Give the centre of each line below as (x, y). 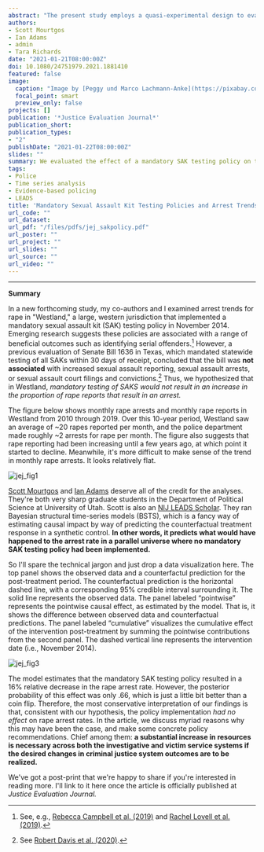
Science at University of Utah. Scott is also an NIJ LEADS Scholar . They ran (130, 507)
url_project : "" (35, 242)
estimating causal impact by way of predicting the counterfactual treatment (130, 524)
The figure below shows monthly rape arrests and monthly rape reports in (128, 410)
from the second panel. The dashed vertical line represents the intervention (130, 639)
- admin (21, 45)
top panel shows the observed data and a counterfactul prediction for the (127, 573)
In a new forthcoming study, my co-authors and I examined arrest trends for (131, 309)
